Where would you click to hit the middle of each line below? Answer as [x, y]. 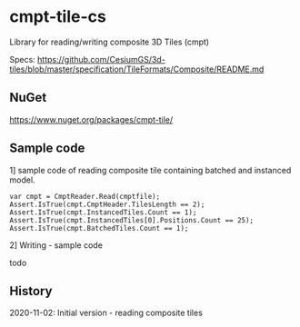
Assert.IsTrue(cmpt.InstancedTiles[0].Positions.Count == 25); [132, 220]
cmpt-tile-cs [58, 17]
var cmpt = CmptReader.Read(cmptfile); [85, 196]
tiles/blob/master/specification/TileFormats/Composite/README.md [137, 69]
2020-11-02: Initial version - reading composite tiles [106, 313]
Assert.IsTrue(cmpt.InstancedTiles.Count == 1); [103, 212]
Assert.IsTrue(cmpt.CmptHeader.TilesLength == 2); [107, 204]
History [31, 291]
